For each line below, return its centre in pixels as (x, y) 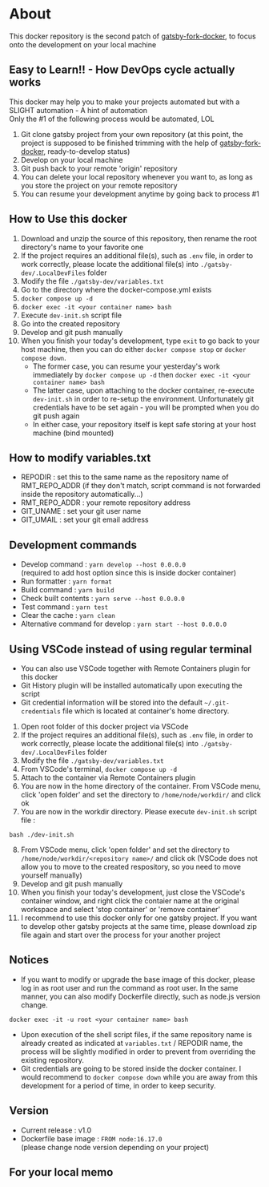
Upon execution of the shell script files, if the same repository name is (136, 1034)
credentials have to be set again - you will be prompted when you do (146, 407)
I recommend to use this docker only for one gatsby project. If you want (139, 918)
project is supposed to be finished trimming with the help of (119, 143)
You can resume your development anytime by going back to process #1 (140, 194)
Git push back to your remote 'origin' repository (99, 168)
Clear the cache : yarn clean (68, 616)
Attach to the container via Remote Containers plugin (108, 777)
